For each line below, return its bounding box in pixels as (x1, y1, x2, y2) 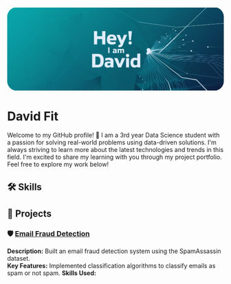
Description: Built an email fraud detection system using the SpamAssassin (7, 247, 221, 255)
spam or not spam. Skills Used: (7, 269, 96, 277)
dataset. (7, 254, 31, 263)
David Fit (7, 108, 58, 124)
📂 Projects (7, 208, 52, 220)
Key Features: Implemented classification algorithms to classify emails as (7, 262, 216, 270)
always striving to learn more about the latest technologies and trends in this (7, 146, 224, 154)
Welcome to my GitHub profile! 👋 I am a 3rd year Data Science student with (7, 131, 220, 140)
